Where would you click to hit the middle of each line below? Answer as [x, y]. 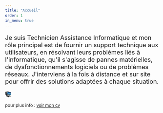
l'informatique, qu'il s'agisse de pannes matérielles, [79, 60]
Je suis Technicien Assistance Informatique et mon [78, 38]
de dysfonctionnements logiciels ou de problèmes [77, 67]
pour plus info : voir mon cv [32, 105]
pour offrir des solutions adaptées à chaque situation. [82, 82]
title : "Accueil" [23, 10]
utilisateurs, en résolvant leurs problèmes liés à [73, 53]
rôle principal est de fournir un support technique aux [82, 45]
